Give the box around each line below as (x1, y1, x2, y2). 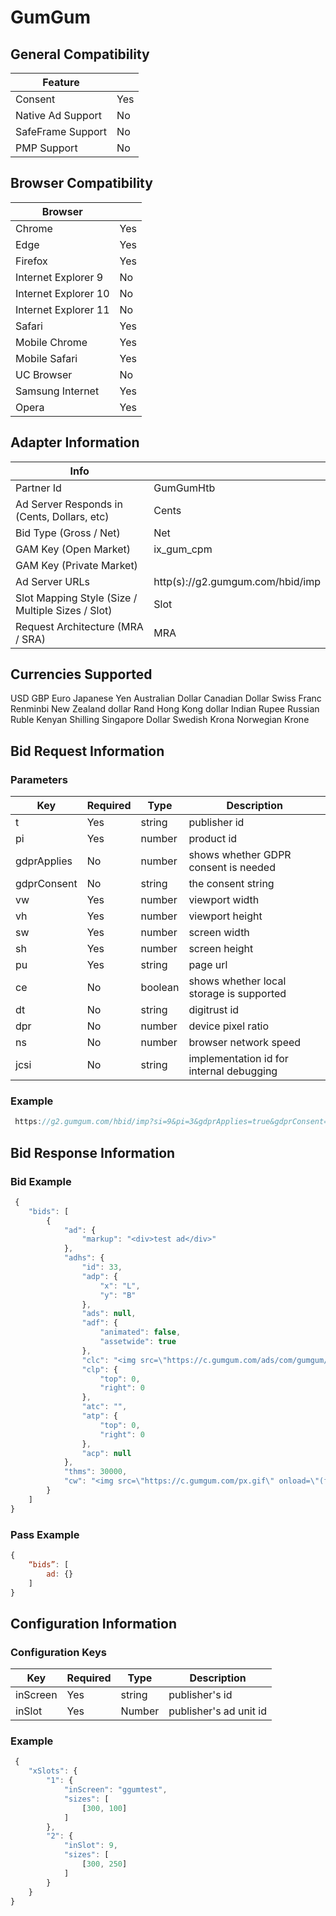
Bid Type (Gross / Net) (15, 526, 121, 540)
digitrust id (188, 1003, 240, 1017)
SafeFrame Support (15, 125, 108, 138)
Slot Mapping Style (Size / (15, 591, 138, 605)
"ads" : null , (81, 1309, 137, 1319)
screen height (188, 942, 254, 956)
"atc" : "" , (81, 1402, 128, 1412)
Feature (42, 76, 80, 89)
